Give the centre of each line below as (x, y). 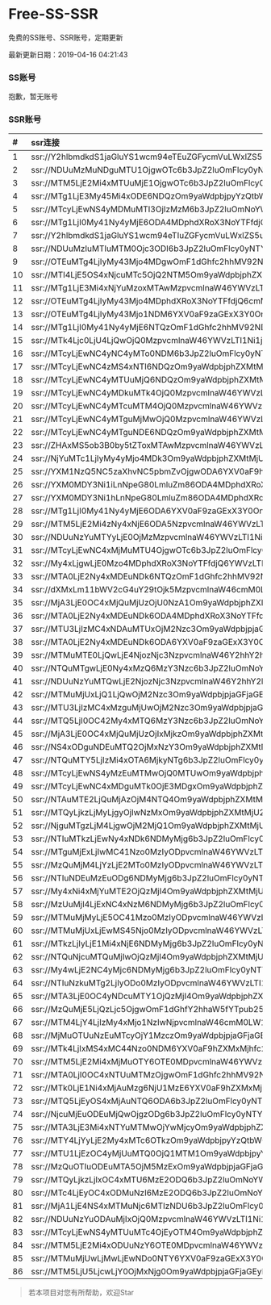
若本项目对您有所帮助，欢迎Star (81, 1292)
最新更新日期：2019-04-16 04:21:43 (68, 54)
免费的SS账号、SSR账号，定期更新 (66, 37)
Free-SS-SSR (53, 14)
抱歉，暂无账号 (33, 97)
